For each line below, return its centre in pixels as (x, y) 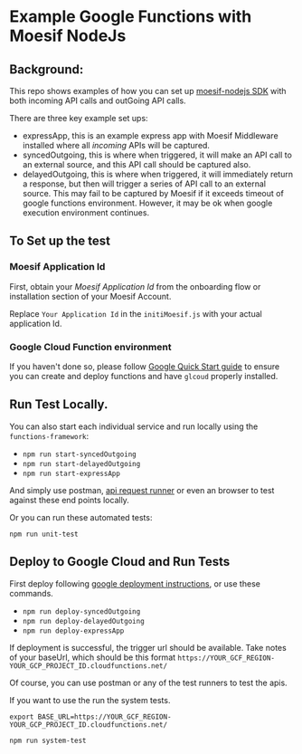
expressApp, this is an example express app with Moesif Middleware (150, 136)
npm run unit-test (44, 534)
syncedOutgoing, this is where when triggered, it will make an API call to (157, 155)
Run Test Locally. (59, 405)
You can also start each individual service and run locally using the (134, 426)
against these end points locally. (69, 500)
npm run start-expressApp (71, 473)
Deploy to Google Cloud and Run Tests (120, 562)
